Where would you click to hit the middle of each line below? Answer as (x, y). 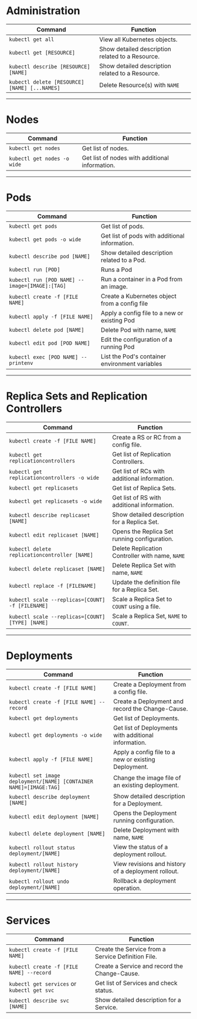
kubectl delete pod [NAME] (47, 330)
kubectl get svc (32, 990)
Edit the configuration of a (137, 339)
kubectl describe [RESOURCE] (50, 66)
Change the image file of (147, 778)
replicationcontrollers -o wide (54, 477)
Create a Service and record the (139, 966)
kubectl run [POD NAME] (42, 280)
